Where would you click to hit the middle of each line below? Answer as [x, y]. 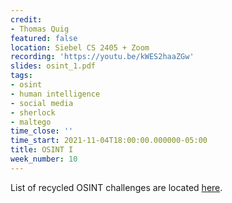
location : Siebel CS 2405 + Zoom [80, 47]
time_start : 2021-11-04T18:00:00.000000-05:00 [109, 141]
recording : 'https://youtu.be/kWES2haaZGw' [102, 57]
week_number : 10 [44, 159]
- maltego [31, 122]
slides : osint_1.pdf [53, 66]
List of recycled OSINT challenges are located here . [116, 187]
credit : [26, 19]
